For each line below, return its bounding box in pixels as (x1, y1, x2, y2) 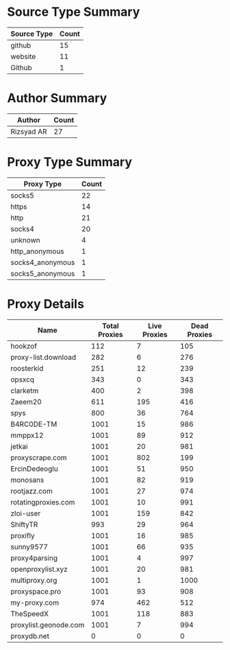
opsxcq (10, 375, 35, 384)
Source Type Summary (7, 4, 140, 20)
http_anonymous (10, 246, 64, 256)
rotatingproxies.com (10, 497, 75, 507)
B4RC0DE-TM (10, 419, 57, 429)
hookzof (10, 341, 38, 351)
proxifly (10, 531, 36, 540)
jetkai (10, 441, 29, 451)
